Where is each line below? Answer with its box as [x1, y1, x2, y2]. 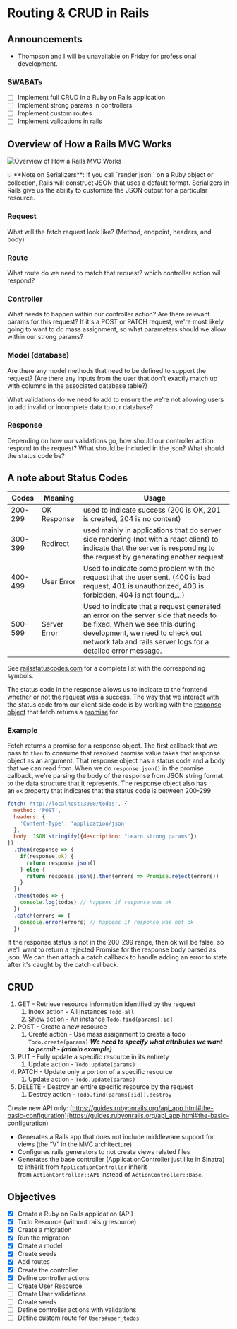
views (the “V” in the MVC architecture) [17, 1140, 133, 1148]
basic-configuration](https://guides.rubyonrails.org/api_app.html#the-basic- [7, 1112, 229, 1120]
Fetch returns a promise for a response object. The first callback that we [7, 741, 217, 750]
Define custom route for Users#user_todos [17, 1313, 140, 1322]
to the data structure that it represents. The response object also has [7, 779, 207, 787]
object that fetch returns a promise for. [7, 707, 120, 716]
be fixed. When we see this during [83, 619, 196, 629]
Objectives [7, 1191, 56, 1203]
